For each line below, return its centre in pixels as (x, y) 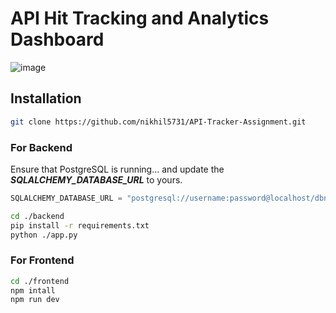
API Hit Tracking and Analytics (140, 18)
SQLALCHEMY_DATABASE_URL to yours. (96, 179)
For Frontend (42, 260)
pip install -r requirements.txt (80, 225)
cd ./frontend (40, 281)
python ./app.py (44, 235)
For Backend (41, 147)
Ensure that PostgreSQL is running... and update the (117, 169)
